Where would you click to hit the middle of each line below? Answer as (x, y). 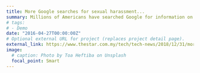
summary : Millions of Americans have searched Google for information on (100, 17)
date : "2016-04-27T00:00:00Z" (44, 34)
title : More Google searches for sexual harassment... (76, 11)
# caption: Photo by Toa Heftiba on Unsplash (69, 55)
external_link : (25, 45)
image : (14, 50)
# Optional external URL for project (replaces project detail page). (96, 39)
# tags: (16, 22)
